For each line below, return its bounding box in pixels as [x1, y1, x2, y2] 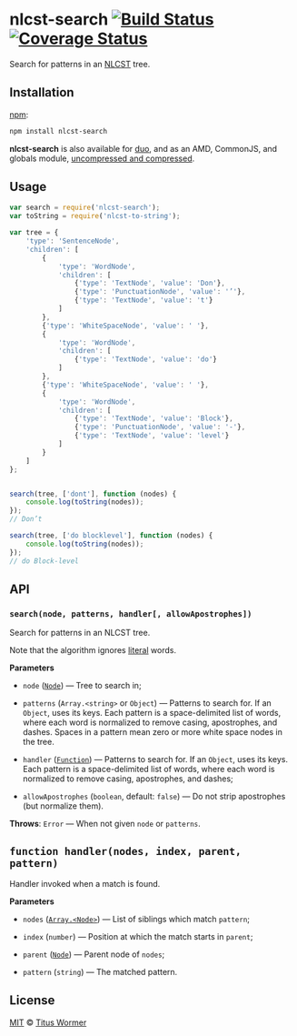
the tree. [22, 737, 54, 748]
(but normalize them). [22, 800, 104, 811]
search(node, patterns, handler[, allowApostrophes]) [9, 609, 252, 619]
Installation [9, 85, 74, 100]
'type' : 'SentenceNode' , [25, 236, 120, 246]
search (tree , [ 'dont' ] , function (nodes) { [9, 489, 177, 498]
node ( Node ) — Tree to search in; [22, 680, 143, 691]
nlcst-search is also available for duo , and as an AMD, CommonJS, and [9, 143, 278, 154]
